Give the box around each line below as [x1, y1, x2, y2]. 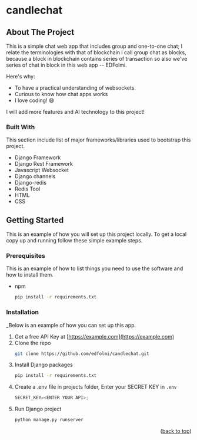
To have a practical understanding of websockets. [14, 84, 136, 91]
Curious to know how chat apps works [14, 91, 108, 97]
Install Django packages [14, 361, 74, 369]
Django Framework [14, 154, 61, 161]
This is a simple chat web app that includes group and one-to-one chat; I [6, 42, 183, 50]
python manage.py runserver [14, 417, 84, 423]
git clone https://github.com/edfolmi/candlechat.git [14, 350, 149, 357]
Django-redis [14, 179, 47, 186]
